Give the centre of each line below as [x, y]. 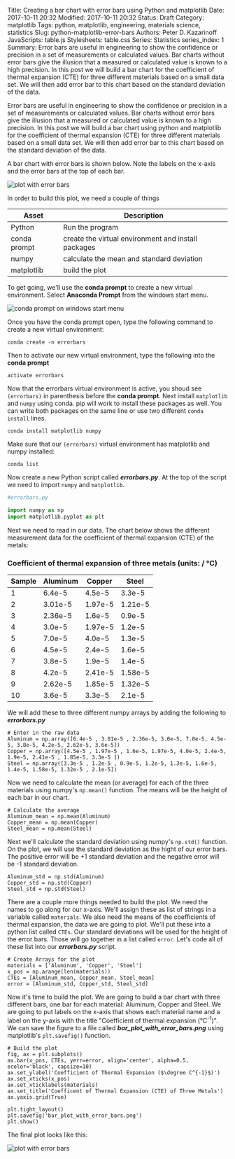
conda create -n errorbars [47, 342]
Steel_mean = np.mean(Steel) [50, 829]
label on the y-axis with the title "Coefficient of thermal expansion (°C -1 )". [113, 1020]
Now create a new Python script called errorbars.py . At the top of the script [117, 477]
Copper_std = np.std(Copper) [50, 883]
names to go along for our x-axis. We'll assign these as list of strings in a [112, 909]
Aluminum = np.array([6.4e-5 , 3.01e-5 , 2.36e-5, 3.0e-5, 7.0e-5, [108, 739]
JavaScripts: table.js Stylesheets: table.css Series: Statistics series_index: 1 [116, 40]
